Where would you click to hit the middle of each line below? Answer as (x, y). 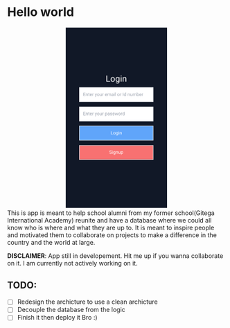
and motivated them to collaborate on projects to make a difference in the (112, 235)
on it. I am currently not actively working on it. (72, 264)
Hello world (41, 12)
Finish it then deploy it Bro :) (57, 318)
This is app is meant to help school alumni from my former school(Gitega (111, 213)
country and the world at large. (51, 243)
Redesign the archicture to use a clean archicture (87, 302)
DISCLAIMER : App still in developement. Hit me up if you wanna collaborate (115, 256)
